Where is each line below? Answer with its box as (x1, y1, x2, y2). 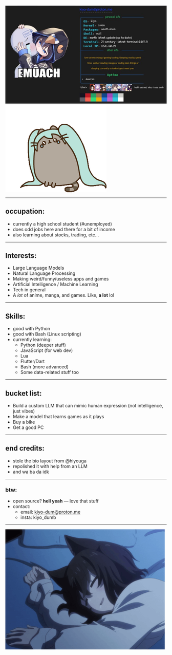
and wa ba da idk (12, 469, 50, 475)
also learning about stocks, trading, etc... (12, 232, 99, 238)
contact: (12, 503, 31, 510)
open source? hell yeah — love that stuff (12, 498, 99, 504)
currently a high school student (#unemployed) (12, 220, 113, 227)
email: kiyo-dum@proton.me (20, 509, 81, 515)
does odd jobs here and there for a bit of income (12, 226, 115, 232)
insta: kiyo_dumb (20, 514, 56, 520)
